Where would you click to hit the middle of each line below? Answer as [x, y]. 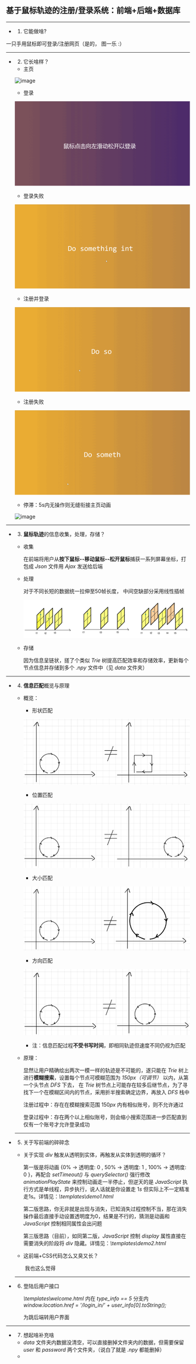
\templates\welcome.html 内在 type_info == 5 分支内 [86, 1298]
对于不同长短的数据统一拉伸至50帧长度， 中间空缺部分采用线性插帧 [104, 591]
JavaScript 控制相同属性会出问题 [63, 1223]
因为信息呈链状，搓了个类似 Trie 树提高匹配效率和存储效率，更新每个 [106, 660]
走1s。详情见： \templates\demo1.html [68, 1196]
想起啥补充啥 [38, 1335]
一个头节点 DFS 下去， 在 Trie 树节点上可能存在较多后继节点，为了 [103, 1085]
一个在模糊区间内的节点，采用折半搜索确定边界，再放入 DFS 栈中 [111, 1092]
